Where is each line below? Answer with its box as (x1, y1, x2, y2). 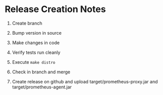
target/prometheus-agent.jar (12, 84, 72, 90)
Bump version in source (12, 30, 62, 36)
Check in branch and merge (12, 69, 70, 75)
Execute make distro (12, 59, 56, 65)
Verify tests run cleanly (12, 49, 61, 55)
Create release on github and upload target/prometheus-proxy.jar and (12, 78, 158, 84)
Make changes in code (12, 39, 60, 46)
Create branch (12, 20, 43, 26)
